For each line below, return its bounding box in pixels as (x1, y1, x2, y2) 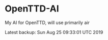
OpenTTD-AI (5, 3, 59, 14)
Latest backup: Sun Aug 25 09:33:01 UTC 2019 (5, 29, 103, 35)
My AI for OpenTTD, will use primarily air (5, 19, 90, 25)
